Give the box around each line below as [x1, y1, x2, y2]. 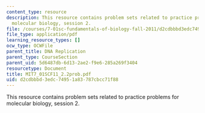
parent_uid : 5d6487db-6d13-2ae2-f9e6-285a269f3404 [6, 60, 138, 66]
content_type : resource [6, 9, 67, 15]
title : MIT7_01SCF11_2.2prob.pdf [6, 71, 92, 77]
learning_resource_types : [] [6, 37, 81, 43]
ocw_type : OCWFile [6, 43, 53, 49]
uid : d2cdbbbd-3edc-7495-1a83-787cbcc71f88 [6, 77, 119, 83]
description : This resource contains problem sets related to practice [6, 15, 192, 21]
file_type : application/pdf [6, 32, 78, 38]
